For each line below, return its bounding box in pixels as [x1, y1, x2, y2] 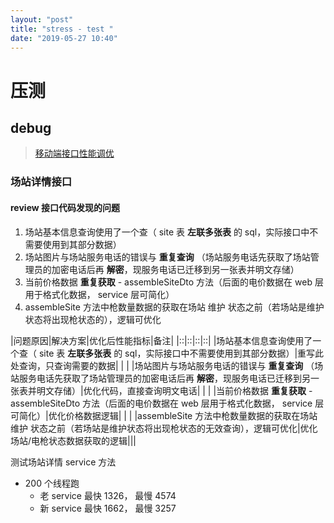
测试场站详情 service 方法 [10, 456, 117, 468]
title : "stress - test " [10, 24, 114, 34]
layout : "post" [10, 14, 74, 25]
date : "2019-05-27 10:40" [10, 33, 118, 43]
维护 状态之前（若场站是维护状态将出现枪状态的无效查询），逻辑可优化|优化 [10, 422, 318, 434]
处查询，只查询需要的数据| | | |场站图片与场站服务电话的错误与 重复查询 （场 [10, 359, 324, 371]
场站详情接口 [10, 175, 73, 189]
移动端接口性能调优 [34, 147, 115, 160]
